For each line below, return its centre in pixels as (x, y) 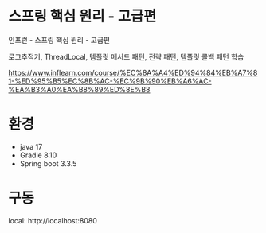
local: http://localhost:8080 (53, 220)
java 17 (31, 146)
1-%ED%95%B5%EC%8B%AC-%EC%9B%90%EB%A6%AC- (110, 81)
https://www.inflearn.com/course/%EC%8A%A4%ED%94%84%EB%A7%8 (133, 72)
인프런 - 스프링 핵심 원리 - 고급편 (59, 40)
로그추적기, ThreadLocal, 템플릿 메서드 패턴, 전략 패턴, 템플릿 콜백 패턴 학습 (126, 56)
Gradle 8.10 (38, 155)
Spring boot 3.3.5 (48, 163)
